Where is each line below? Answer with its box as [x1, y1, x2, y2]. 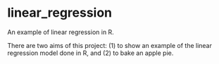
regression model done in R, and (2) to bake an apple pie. [7, 49, 174, 57]
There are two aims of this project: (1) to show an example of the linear [7, 41, 213, 49]
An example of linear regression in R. [7, 28, 114, 36]
